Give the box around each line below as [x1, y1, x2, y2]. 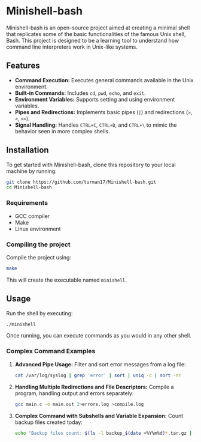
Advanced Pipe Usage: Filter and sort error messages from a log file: [14, 360, 187, 368]
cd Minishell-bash [6, 184, 52, 190]
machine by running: [6, 167, 57, 175]
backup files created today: [14, 419, 83, 426]
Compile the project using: [6, 253, 72, 261]
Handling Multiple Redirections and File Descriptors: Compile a [14, 383, 174, 390]
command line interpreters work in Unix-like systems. [6, 43, 138, 50]
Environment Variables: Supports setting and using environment [14, 95, 175, 103]
